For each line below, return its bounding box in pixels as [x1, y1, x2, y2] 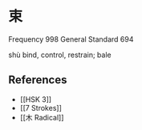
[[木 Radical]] [19, 112, 64, 122]
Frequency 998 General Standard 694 [8, 34, 134, 44]
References [8, 73, 67, 87]
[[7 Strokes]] [19, 103, 62, 112]
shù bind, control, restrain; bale [8, 50, 112, 59]
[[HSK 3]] [19, 94, 52, 104]
